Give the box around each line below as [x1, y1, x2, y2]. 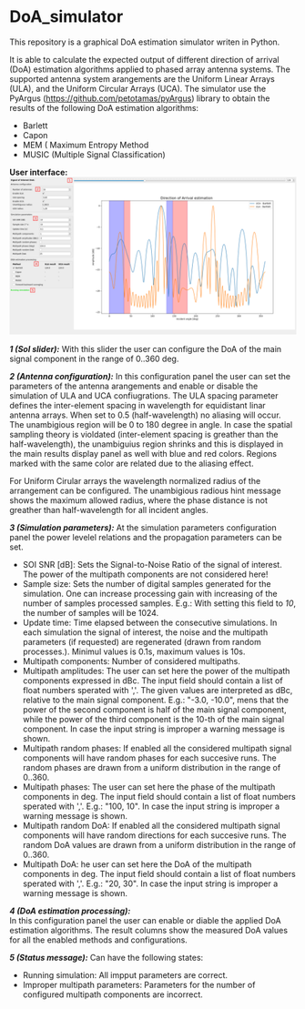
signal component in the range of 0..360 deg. [9, 353, 179, 364]
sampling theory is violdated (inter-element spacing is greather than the [9, 429, 279, 439]
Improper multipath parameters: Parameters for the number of [22, 979, 256, 990]
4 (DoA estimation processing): [9, 905, 131, 916]
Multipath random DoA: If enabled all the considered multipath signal [22, 820, 280, 831]
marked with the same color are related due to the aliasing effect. [9, 458, 254, 469]
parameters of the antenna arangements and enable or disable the [9, 380, 259, 391]
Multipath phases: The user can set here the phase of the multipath [22, 781, 276, 792]
